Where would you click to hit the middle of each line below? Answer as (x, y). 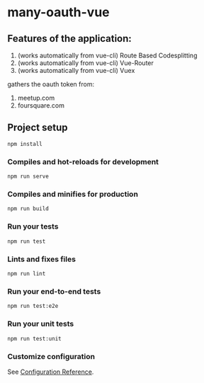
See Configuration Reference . (51, 372)
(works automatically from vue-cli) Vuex (76, 70)
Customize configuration (51, 356)
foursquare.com (41, 105)
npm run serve (28, 177)
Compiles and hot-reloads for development (83, 161)
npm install (25, 144)
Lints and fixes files (42, 259)
